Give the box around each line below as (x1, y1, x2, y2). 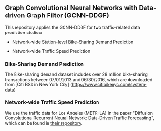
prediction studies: (5, 29, 43, 35)
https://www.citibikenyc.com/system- (72, 82, 147, 88)
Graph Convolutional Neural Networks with (5, 4, 138, 12)
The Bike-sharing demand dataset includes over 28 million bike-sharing (5, 71, 148, 77)
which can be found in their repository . (5, 120, 82, 126)
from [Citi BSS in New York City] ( (5, 82, 72, 88)
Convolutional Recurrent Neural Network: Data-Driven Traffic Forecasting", (5, 115, 154, 121)
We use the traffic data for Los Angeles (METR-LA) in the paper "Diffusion (5, 110, 153, 116)
